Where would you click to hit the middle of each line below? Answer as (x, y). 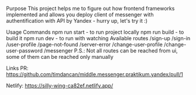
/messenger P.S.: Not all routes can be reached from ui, (111, 51)
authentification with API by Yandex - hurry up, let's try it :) (77, 21)
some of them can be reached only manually (60, 57)
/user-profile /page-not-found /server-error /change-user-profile (84, 44)
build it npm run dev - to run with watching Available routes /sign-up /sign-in (98, 38)
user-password (24, 51)
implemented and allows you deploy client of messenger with (80, 15)
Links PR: (17, 68)
